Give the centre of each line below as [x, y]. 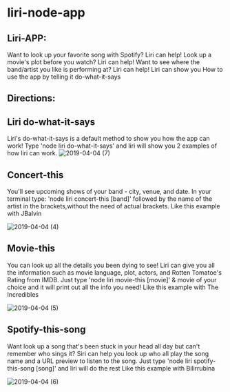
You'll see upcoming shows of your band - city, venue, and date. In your [109, 192]
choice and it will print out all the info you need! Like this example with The [113, 287]
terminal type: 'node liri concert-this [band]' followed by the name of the [110, 199]
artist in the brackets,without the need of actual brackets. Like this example [114, 206]
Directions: [31, 98]
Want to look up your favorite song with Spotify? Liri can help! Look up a [109, 55]
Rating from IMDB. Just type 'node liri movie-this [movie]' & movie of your [112, 280]
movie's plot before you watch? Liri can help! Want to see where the [104, 62]
